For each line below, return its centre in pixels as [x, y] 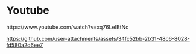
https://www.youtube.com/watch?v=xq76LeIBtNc [68, 27]
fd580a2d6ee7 [25, 45]
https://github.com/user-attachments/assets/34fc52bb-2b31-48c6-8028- [98, 38]
